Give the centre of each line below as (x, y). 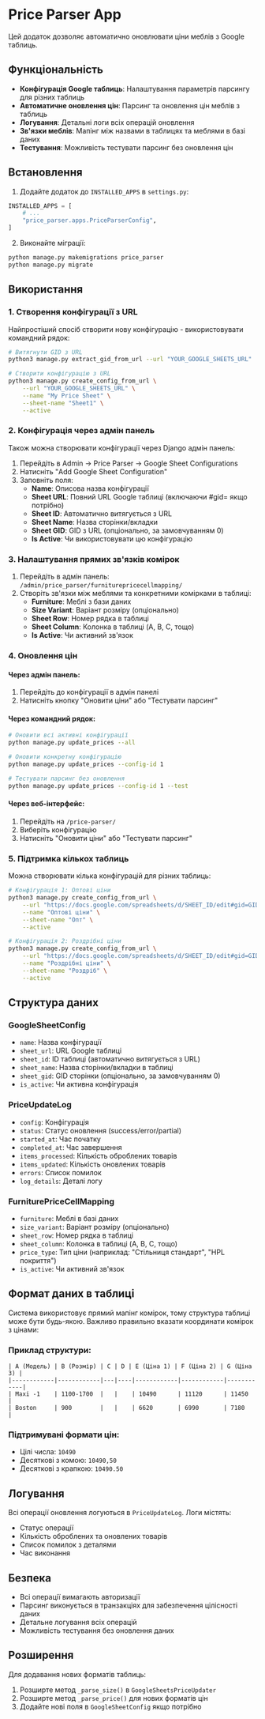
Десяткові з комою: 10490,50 (68, 1461)
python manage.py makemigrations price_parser (86, 258)
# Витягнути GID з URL (45, 352)
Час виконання (45, 1553)
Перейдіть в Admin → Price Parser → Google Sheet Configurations (129, 463)
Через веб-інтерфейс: (47, 804)
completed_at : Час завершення (71, 1147)
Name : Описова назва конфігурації (90, 488)
